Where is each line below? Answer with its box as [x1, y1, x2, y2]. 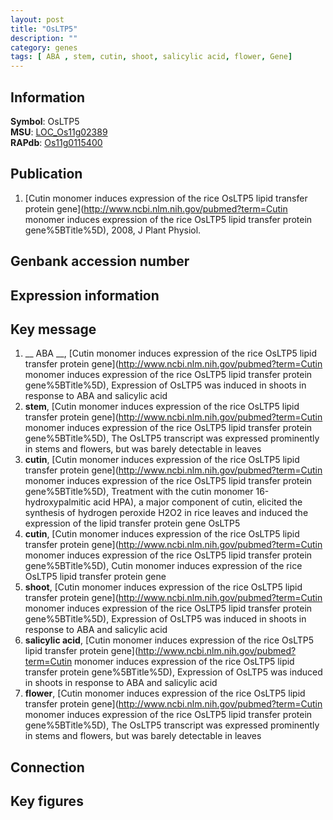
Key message [10, 321, 97, 338]
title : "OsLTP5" [10, 24, 78, 34]
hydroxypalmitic [24, 496, 92, 508]
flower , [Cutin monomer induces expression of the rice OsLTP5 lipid [24, 687, 306, 700]
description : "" [10, 33, 78, 43]
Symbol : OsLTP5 [10, 115, 80, 127]
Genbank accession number [10, 253, 190, 270]
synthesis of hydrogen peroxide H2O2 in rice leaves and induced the [24, 507, 309, 519]
